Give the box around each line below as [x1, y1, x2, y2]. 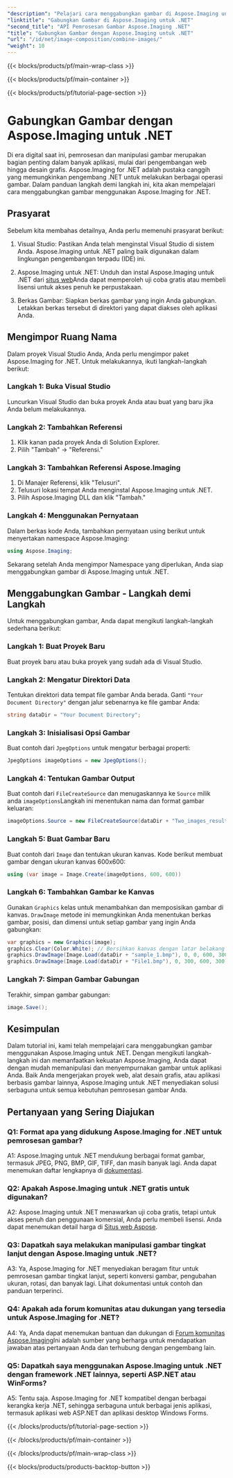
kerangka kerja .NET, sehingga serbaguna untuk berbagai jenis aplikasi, [7, 1401, 212, 1410]
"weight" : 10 [7, 42, 45, 49]
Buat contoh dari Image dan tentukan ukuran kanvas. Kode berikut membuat [7, 850, 223, 858]
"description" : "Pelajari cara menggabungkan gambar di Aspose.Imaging [7, 10, 218, 17]
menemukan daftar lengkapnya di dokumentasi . [7, 1166, 144, 1174]
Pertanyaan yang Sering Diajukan [7, 1106, 155, 1118]
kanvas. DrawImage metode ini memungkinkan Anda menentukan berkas [7, 910, 212, 919]
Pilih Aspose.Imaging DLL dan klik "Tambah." [17, 493, 146, 501]
